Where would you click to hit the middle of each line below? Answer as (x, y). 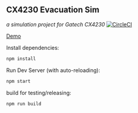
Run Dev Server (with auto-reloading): (53, 70)
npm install (21, 59)
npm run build (24, 104)
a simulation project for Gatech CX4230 (55, 24)
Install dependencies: (33, 47)
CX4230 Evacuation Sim (53, 10)
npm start (19, 81)
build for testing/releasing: (39, 93)
